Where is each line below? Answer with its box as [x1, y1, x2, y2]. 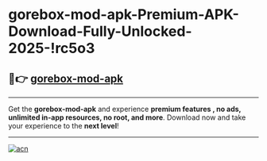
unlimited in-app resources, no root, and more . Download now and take [8, 113, 246, 122]
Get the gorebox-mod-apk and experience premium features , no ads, [8, 105, 242, 113]
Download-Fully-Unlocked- [8, 22, 192, 40]
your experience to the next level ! [8, 121, 119, 130]
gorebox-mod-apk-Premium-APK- [8, 6, 240, 24]
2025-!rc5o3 [8, 40, 95, 57]
